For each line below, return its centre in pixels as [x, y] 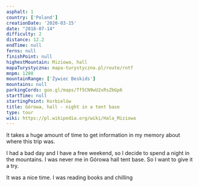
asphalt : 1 [20, 12]
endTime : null [24, 46]
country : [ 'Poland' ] [32, 17]
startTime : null [27, 96]
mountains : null [27, 85]
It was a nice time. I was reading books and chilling [70, 177]
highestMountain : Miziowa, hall [47, 62]
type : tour [20, 112]
